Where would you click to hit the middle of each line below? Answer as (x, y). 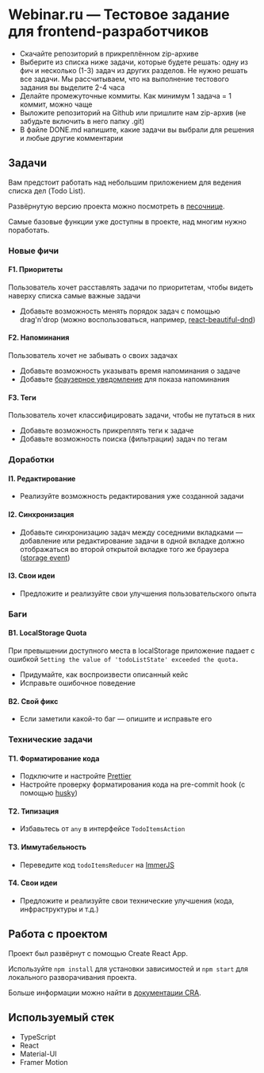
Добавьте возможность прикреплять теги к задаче (107, 430)
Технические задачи (50, 740)
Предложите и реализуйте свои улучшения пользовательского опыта (138, 593)
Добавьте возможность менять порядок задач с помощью (120, 311)
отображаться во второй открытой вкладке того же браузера (124, 549)
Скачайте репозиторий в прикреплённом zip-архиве (109, 53)
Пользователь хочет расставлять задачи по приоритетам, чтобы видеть (131, 287)
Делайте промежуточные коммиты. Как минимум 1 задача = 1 (126, 95)
